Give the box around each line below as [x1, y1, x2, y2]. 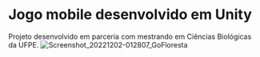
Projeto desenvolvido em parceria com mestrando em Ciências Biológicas [8, 32, 252, 41]
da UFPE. [8, 40, 39, 49]
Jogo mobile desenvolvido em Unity [8, 6, 252, 24]
